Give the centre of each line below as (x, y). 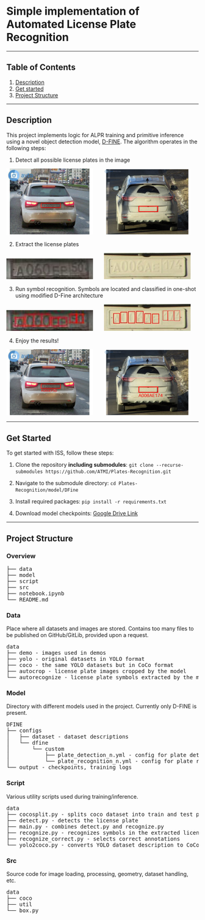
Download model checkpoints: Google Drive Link (77, 513)
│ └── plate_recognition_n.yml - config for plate (100, 761)
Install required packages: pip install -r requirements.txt (91, 502)
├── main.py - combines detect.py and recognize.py (85, 826)
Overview (21, 556)
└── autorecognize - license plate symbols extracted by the (100, 677)
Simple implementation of (73, 11)
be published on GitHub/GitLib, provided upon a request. (77, 635)
